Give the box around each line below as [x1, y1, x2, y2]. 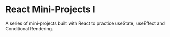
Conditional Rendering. [5, 25, 53, 31]
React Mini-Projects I [5, 4, 95, 15]
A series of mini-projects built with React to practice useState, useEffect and [5, 20, 165, 26]
